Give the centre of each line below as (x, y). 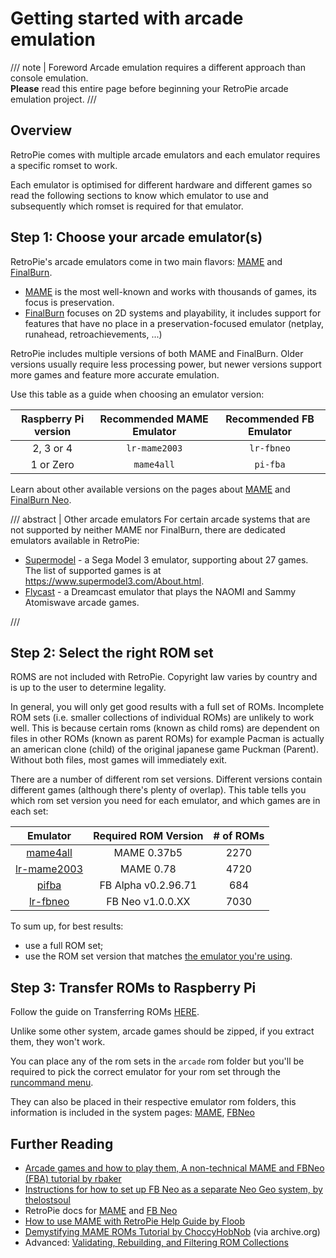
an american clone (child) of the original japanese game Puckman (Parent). (165, 749)
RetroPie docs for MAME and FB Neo (101, 1210)
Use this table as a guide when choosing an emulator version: (137, 394)
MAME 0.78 (148, 869)
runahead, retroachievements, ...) (93, 334)
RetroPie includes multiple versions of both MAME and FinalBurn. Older (157, 353)
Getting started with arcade (127, 18)
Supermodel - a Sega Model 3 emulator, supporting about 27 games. (166, 559)
